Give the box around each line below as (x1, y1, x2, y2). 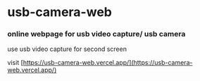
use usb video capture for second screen (7, 45, 127, 53)
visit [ (7, 59, 23, 67)
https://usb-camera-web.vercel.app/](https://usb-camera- (23, 59, 193, 67)
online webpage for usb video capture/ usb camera (7, 29, 186, 39)
